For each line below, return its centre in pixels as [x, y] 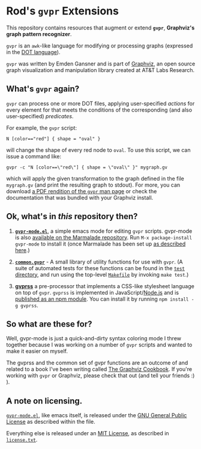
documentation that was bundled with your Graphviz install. [80, 197]
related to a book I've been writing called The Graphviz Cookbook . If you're [99, 369]
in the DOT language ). [33, 52]
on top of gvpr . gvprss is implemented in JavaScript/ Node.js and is [97, 292]
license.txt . [22, 440]
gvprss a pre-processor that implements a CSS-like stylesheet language [105, 286]
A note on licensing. [44, 401]
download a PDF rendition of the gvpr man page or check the [82, 191]
